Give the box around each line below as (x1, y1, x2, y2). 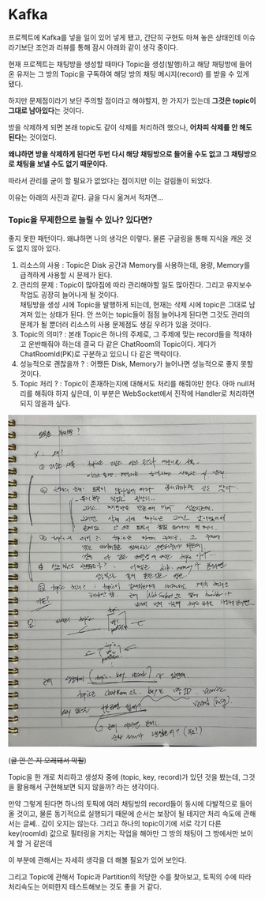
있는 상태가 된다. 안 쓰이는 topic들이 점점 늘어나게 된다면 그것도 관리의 (34, 310, 251, 319)
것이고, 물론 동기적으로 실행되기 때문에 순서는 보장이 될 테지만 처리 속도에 (16, 809, 242, 818)
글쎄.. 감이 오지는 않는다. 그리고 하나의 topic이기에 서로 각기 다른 (22, 819, 222, 829)
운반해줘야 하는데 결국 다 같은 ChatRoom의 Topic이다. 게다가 (28, 340, 217, 349)
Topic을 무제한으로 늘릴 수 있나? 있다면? (8, 214, 153, 225)
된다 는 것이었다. (8, 132, 58, 141)
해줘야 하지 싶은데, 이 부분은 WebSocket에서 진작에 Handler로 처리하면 (34, 389, 255, 398)
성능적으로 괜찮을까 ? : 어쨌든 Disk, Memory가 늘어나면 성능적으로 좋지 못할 (19, 359, 254, 369)
